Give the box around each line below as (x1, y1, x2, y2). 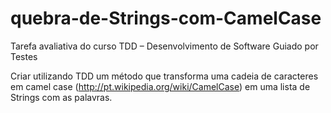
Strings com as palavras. (10, 91, 113, 103)
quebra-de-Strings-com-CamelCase (10, 7, 322, 30)
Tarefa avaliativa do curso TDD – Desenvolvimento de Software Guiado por (10, 40, 319, 52)
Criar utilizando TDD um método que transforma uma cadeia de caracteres (10, 70, 319, 82)
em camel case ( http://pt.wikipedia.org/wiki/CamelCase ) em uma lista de (10, 80, 311, 92)
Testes (10, 50, 38, 62)
